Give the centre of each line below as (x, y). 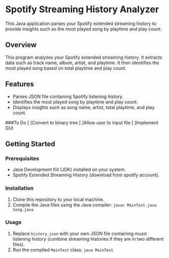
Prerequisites (22, 158)
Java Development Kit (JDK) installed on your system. (69, 170)
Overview (21, 45)
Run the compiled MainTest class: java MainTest (63, 250)
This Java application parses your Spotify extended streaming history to (81, 23)
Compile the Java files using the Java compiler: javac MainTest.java (84, 204)
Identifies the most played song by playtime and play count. (75, 102)
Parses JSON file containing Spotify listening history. (68, 96)
